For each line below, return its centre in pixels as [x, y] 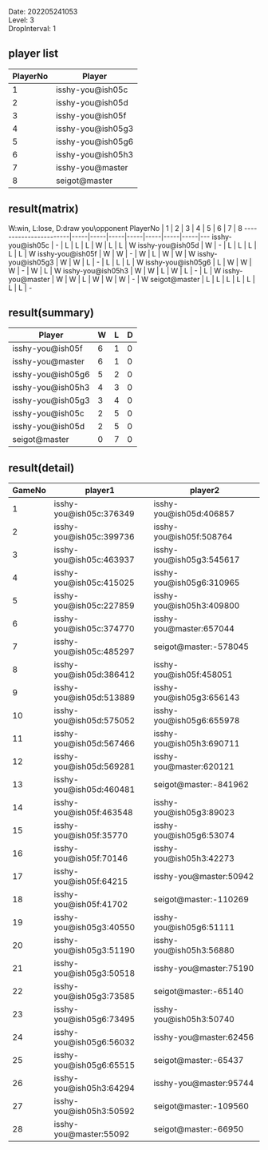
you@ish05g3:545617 [197, 560]
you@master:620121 [194, 766]
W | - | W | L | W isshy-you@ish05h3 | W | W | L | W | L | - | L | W [115, 270]
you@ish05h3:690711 [197, 744]
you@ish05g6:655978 [197, 721]
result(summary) [51, 313]
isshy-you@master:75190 [204, 969]
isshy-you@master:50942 [204, 877]
